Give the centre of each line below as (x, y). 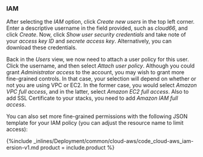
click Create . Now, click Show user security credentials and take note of (96, 35)
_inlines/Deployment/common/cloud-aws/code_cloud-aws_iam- (113, 141)
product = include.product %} (78, 148)
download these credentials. (42, 47)
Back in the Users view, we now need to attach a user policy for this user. (98, 60)
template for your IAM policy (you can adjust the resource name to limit (95, 123)
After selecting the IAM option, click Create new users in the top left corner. (101, 22)
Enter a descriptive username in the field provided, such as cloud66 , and (97, 28)
